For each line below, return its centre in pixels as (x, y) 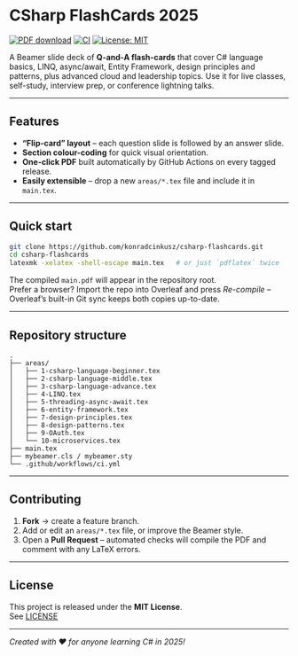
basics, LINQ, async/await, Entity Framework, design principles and (132, 66)
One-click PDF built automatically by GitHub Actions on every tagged (149, 161)
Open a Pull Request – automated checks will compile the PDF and (144, 539)
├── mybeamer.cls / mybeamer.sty (71, 457)
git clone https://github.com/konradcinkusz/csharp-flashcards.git (137, 246)
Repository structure (68, 335)
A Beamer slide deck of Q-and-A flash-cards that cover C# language (136, 57)
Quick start (41, 226)
